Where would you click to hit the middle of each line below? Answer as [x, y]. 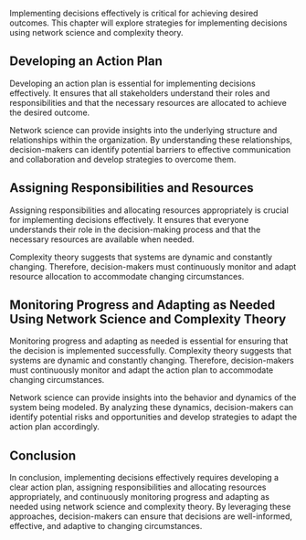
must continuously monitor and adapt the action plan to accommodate [142, 370]
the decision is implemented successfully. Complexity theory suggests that [151, 351]
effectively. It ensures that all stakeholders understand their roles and [140, 93]
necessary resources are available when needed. [102, 239]
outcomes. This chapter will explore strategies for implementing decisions [148, 23]
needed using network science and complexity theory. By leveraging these [150, 507]
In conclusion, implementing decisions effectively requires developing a [144, 478]
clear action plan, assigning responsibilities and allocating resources [138, 487]
